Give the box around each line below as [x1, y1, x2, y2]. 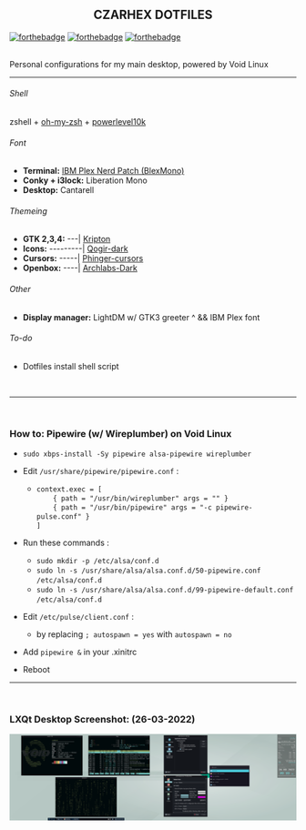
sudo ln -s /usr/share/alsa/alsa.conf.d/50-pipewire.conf [36, 566, 261, 576]
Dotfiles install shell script [22, 360, 120, 371]
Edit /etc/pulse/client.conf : [22, 612, 135, 622]
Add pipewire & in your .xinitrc [22, 646, 138, 658]
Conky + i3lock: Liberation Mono [22, 175, 148, 186]
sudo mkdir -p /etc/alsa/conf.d [36, 557, 159, 566]
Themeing [9, 205, 47, 217]
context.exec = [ [36, 485, 103, 494]
